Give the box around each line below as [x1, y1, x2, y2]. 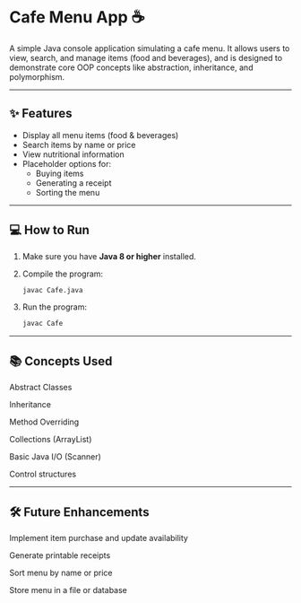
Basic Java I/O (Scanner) [9, 451, 101, 462]
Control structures [9, 468, 77, 480]
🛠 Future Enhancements [9, 504, 150, 520]
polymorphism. [9, 71, 65, 82]
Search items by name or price [21, 139, 136, 150]
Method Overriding [9, 416, 80, 427]
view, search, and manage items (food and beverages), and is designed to [9, 52, 283, 63]
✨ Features [9, 106, 73, 121]
